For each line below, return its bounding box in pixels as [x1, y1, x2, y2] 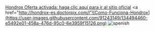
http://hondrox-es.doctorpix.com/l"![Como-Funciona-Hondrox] [18, 9, 150, 15]
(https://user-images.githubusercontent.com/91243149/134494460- [5, 15, 148, 20]
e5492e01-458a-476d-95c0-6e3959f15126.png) [5, 20, 107, 26]
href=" [5, 9, 19, 15]
